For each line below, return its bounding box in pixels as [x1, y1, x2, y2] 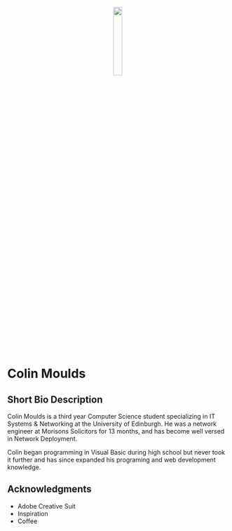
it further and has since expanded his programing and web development [7, 456, 216, 464]
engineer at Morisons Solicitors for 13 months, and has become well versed [7, 427, 225, 435]
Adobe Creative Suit [17, 502, 76, 510]
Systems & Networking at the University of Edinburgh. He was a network [7, 419, 217, 428]
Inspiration [17, 509, 48, 518]
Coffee [17, 516, 38, 525]
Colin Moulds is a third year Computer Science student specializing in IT [7, 412, 216, 420]
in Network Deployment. [7, 435, 78, 443]
